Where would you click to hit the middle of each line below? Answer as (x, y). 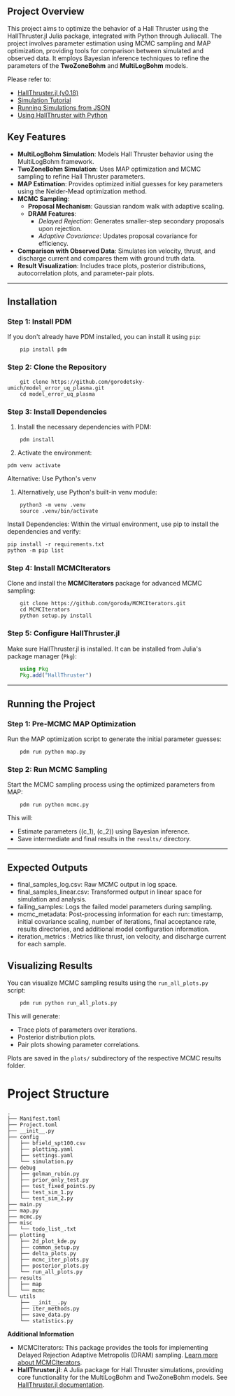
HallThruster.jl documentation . (61, 1384)
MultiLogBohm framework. (56, 161)
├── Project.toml (33, 1125)
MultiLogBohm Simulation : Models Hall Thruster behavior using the (115, 154)
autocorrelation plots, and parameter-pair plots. (86, 273)
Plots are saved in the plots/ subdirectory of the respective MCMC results (114, 1058)
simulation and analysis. (52, 899)
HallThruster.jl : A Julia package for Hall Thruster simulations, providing (120, 1369)
